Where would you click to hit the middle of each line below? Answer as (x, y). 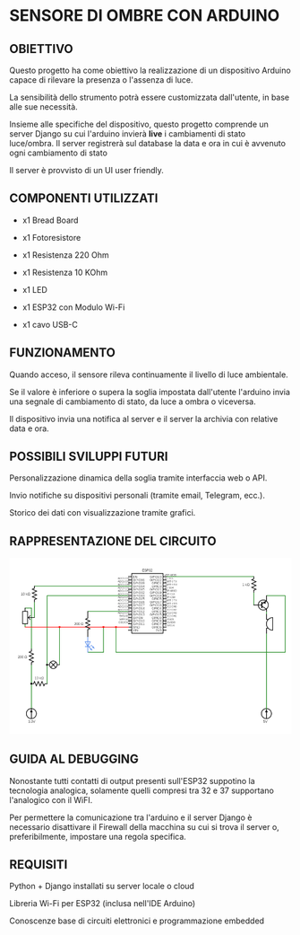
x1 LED (34, 289)
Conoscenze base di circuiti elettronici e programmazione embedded (137, 921)
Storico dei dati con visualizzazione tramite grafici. (103, 513)
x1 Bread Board (50, 220)
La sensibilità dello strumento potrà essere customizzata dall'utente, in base (150, 97)
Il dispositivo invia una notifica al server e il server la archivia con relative (144, 419)
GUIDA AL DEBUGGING (74, 759)
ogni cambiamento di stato (58, 153)
